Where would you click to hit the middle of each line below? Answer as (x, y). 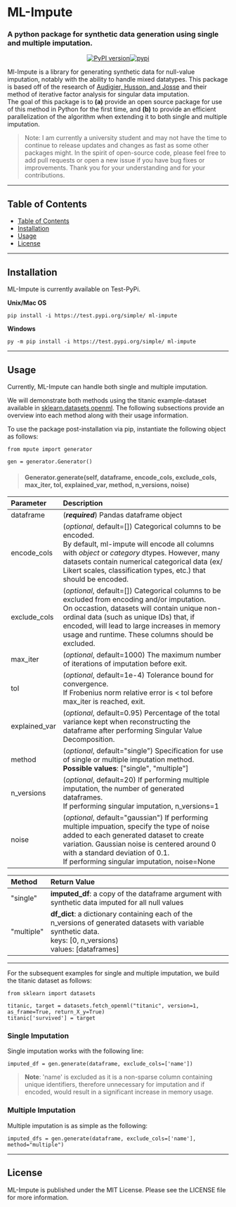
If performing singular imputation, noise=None (139, 861)
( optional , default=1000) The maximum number (142, 655)
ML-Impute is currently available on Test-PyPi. (74, 289)
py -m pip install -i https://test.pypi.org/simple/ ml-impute (102, 342)
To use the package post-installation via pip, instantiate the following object (117, 429)
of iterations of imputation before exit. (125, 664)
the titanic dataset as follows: (50, 981)
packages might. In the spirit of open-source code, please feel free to (125, 153)
